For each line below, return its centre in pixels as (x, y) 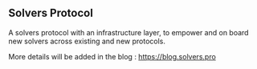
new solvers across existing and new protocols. (87, 41)
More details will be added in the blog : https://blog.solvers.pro (112, 56)
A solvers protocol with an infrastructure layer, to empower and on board (128, 32)
